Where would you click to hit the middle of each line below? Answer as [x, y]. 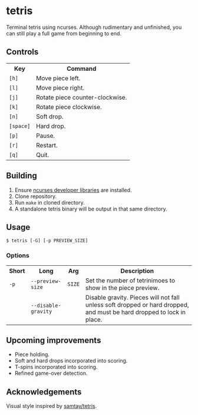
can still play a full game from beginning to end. [64, 33]
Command [82, 68]
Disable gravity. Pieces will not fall [132, 297]
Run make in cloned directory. [49, 202]
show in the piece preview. [122, 288]
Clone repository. [36, 196]
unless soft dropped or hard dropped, [137, 305]
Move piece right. [60, 88]
